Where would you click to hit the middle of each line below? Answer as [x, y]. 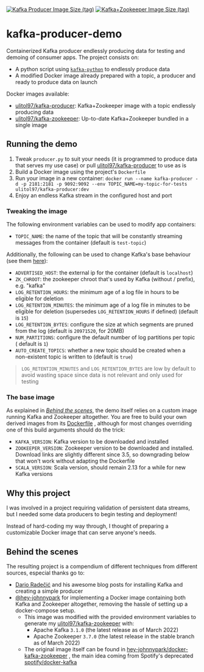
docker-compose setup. [45, 610]
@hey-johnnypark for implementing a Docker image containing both [100, 597]
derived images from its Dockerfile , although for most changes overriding [99, 424]
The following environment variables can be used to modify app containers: [101, 225]
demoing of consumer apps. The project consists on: [73, 57]
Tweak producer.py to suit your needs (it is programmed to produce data [106, 159]
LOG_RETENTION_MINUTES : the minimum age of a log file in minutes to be [103, 305]
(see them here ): [27, 261]
